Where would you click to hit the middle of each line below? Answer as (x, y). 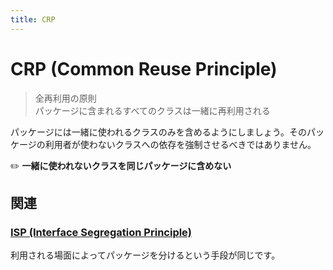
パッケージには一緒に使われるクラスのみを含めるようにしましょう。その (158, 132)
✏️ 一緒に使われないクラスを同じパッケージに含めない (121, 165)
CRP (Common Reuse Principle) (144, 68)
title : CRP (33, 19)
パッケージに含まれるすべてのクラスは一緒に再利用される (152, 110)
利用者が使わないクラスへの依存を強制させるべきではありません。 (180, 144)
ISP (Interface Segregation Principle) (101, 232)
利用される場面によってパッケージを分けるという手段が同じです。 (145, 255)
